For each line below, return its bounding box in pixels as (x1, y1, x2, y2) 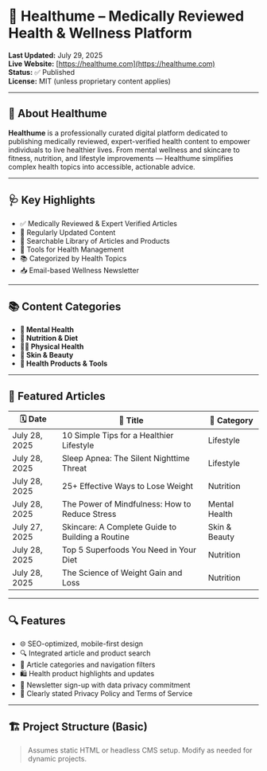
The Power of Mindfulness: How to (62, 499, 192, 510)
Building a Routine (62, 531, 130, 542)
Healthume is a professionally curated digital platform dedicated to (8, 127, 228, 138)
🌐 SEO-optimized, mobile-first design (19, 639, 144, 648)
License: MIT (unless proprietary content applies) (8, 76, 171, 86)
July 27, (12, 522, 43, 533)
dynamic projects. (27, 753, 87, 763)
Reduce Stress (62, 509, 117, 520)
